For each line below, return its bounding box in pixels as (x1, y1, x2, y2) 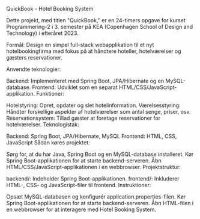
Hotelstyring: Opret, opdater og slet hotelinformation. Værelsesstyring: (6, 102, 181, 109)
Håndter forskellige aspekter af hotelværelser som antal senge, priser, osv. (6, 108, 191, 115)
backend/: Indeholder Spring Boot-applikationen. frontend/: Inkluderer (6, 175, 180, 182)
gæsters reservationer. (6, 54, 63, 61)
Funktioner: (35, 90, 65, 97)
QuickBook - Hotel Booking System (6, 5, 94, 12)
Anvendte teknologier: (6, 66, 61, 73)
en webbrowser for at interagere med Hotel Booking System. (6, 206, 156, 213)
